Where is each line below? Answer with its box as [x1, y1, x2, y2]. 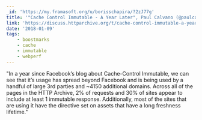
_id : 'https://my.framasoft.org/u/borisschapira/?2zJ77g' [6, 8, 155, 15]
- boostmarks [17, 37, 50, 43]
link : [6, 20, 20, 26]
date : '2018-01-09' [6, 25, 55, 32]
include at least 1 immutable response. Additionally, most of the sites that [6, 95, 187, 103]
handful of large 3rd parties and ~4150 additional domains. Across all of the [6, 82, 194, 90]
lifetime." [6, 108, 28, 115]
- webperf [17, 53, 42, 59]
